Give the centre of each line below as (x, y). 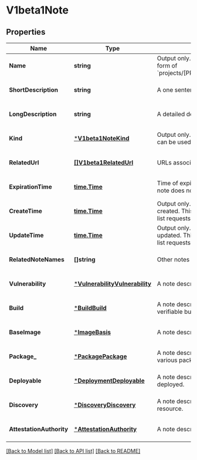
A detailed (171, 114)
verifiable (170, 312)
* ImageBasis (92, 332)
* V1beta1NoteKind (102, 138)
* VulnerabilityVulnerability (112, 284)
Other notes (173, 259)
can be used (174, 142)
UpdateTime (26, 235)
